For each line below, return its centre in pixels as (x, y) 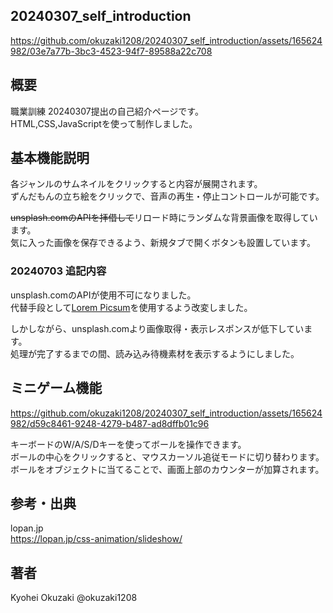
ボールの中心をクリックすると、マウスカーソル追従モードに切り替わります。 (167, 456)
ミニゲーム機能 (56, 388)
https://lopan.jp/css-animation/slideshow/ (96, 539)
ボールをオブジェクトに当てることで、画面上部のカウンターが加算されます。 (167, 469)
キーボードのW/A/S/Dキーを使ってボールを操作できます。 (128, 444)
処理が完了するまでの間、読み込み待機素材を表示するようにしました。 (155, 353)
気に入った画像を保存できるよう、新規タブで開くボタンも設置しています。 (163, 243)
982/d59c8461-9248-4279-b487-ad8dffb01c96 (110, 423)
